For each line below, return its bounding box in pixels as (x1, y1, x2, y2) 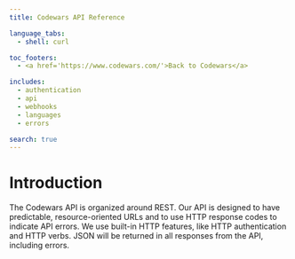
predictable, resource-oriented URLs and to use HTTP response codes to (9, 212, 277, 223)
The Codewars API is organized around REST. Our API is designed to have (9, 202, 281, 213)
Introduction (9, 173, 103, 193)
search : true (9, 135, 58, 144)
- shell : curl (17, 37, 69, 46)
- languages (17, 110, 62, 120)
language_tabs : (9, 28, 66, 38)
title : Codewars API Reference (9, 12, 125, 22)
